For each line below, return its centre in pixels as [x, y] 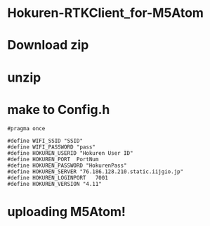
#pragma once [26, 128]
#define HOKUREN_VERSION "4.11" [54, 184]
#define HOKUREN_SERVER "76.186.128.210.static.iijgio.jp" [96, 171]
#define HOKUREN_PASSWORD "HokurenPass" [67, 165]
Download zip [48, 45]
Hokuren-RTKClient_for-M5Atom [105, 13]
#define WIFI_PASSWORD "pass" [52, 147]
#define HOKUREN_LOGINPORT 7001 [58, 177]
